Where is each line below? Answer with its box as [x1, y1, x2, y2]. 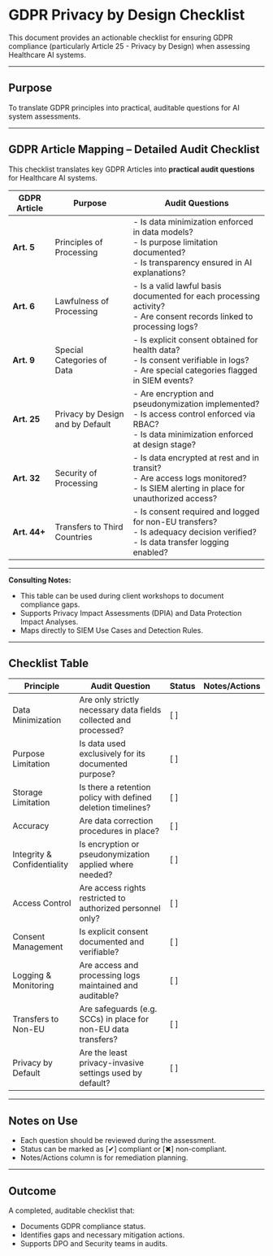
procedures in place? [79, 826, 160, 837]
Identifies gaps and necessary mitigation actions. [19, 1230, 185, 1240]
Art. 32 [12, 472, 41, 483]
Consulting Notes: [8, 575, 71, 585]
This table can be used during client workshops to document [19, 591, 224, 600]
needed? [79, 869, 113, 880]
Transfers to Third [54, 521, 123, 532]
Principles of [54, 236, 103, 247]
